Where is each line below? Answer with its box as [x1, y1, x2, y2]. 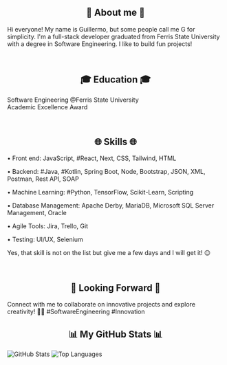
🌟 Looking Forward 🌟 [70, 282, 161, 294]
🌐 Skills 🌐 [94, 136, 138, 148]
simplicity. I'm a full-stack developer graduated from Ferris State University [7, 32, 220, 41]
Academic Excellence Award [7, 102, 88, 111]
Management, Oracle [7, 209, 67, 217]
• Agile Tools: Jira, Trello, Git [7, 222, 88, 230]
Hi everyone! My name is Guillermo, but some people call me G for [7, 25, 195, 33]
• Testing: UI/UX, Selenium [7, 235, 84, 244]
